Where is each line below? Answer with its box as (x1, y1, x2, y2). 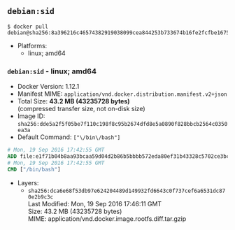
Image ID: (17, 112, 45, 120)
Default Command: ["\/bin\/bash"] (17, 133, 121, 141)
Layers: (17, 178, 39, 187)
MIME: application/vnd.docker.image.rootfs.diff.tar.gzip (27, 214, 187, 223)
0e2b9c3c (27, 193, 54, 201)
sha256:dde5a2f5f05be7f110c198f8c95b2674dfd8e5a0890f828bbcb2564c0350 (17, 121, 228, 128)
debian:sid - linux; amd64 (7, 66, 97, 76)
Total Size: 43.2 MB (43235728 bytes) (17, 97, 131, 106)
